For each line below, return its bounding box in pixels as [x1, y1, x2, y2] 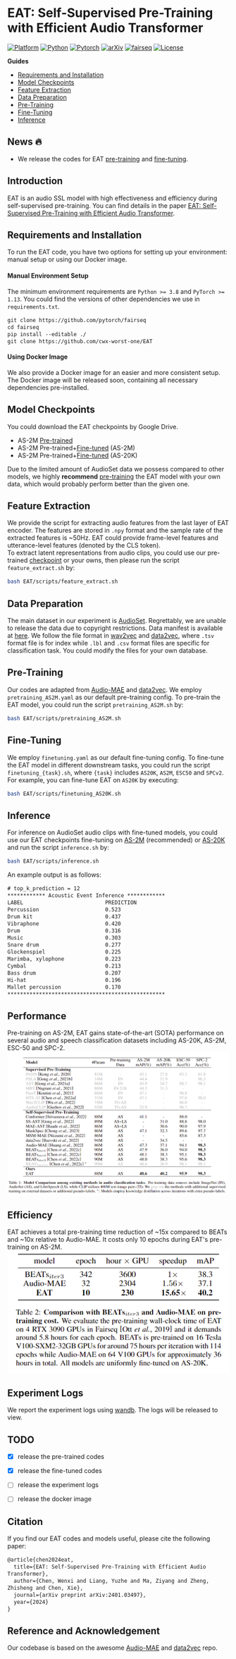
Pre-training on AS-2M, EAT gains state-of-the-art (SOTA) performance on [7, 1028, 224, 1037]
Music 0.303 [7, 935, 121, 942]
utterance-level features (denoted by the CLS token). [7, 541, 161, 550]
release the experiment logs [17, 1481, 99, 1489]
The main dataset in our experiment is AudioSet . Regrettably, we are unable [7, 617, 227, 625]
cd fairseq [7, 323, 39, 331]
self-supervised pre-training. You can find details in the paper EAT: [7, 201, 201, 209]
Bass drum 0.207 [7, 970, 121, 977]
